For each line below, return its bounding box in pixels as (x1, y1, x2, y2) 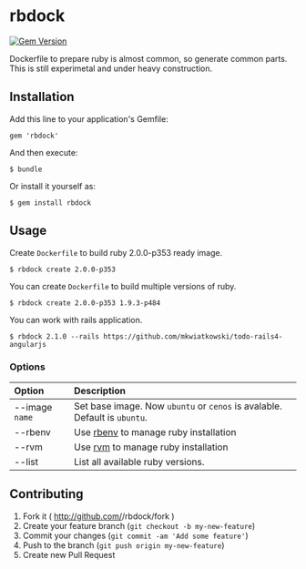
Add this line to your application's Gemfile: (9, 113, 168, 124)
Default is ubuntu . (74, 411, 148, 423)
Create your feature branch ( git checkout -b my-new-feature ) (22, 520, 256, 531)
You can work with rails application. (9, 314, 143, 325)
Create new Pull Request (22, 549, 116, 560)
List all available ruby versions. (74, 455, 205, 468)
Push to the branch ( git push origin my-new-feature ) (22, 539, 225, 551)
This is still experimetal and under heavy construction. (9, 63, 213, 74)
